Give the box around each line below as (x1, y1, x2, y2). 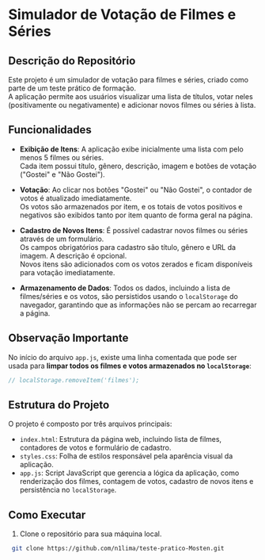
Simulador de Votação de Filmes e (8, 6, 237, 24)
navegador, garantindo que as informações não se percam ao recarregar (19, 300, 257, 309)
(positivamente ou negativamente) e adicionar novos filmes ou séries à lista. (8, 101, 256, 109)
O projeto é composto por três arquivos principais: (8, 419, 172, 429)
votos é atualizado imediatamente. (19, 193, 132, 203)
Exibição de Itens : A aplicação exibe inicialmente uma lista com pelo (19, 144, 244, 154)
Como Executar (8, 508, 86, 521)
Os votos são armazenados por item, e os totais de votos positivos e (19, 201, 243, 211)
